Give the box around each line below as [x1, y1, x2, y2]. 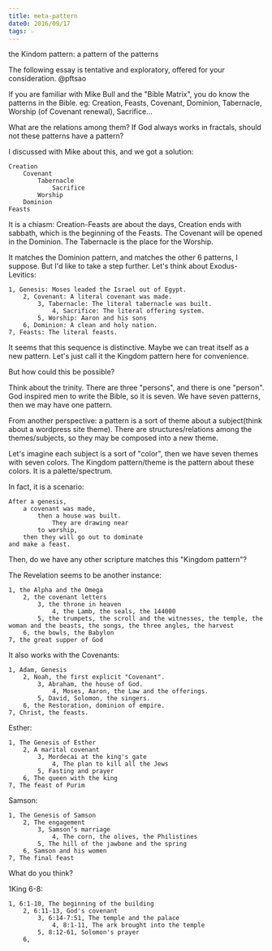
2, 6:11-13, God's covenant [23, 907, 118, 915]
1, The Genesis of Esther [8, 739, 96, 747]
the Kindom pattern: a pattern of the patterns [8, 50, 159, 59]
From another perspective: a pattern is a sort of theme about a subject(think [8, 416, 262, 425]
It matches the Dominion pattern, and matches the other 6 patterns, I [8, 253, 238, 263]
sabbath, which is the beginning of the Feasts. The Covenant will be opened [8, 229, 263, 238]
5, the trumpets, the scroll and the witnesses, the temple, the [37, 615, 264, 623]
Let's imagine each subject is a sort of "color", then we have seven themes [8, 449, 258, 459]
